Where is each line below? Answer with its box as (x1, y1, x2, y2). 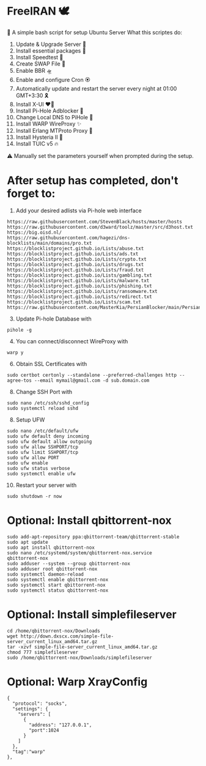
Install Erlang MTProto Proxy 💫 (15, 127, 93, 134)
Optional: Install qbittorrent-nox (7, 514, 172, 527)
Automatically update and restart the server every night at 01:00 (15, 84, 177, 92)
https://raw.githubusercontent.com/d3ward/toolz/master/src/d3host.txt (7, 224, 193, 230)
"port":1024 (29, 727, 60, 734)
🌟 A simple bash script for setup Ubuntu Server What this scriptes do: (7, 28, 183, 36)
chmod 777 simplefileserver (7, 649, 79, 655)
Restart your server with (15, 481, 77, 489)
